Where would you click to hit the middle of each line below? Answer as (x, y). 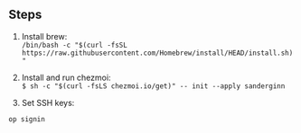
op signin (27, 119)
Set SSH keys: (48, 102)
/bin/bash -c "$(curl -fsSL (74, 45)
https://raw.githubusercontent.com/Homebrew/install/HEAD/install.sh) (157, 53)
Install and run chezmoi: (66, 77)
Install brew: (44, 36)
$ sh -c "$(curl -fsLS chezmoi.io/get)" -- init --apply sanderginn (153, 86)
